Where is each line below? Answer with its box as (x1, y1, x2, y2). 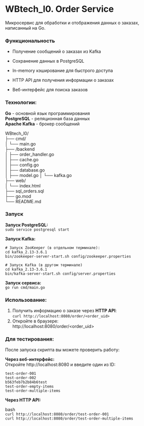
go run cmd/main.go (5, 285, 45, 290)
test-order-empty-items (5, 384, 54, 389)
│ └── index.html (5, 182, 41, 188)
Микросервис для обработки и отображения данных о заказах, (5, 20, 140, 26)
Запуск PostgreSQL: (5, 222, 48, 228)
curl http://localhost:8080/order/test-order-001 (5, 412, 109, 417)
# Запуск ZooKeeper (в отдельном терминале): (5, 245, 100, 250)
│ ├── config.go (5, 162, 39, 168)
